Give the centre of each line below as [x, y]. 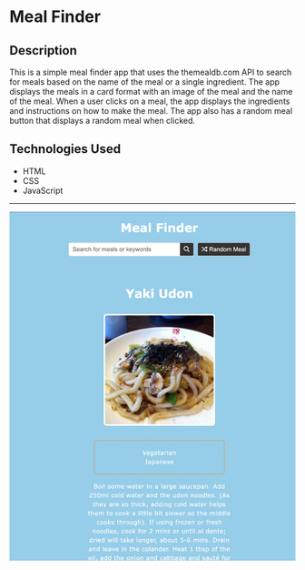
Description [43, 51]
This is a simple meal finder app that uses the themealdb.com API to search [151, 72]
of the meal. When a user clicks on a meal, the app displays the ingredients [150, 101]
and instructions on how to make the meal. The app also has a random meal [151, 111]
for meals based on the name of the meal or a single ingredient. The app [144, 82]
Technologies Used [65, 149]
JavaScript [43, 190]
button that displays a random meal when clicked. [103, 121]
